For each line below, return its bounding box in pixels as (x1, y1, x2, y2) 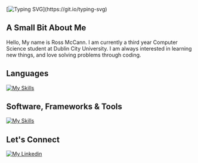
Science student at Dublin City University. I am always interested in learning (6, 45, 192, 52)
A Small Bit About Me (6, 23, 86, 33)
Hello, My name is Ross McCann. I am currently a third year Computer (6, 39, 178, 46)
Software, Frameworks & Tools (6, 102, 122, 112)
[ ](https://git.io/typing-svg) (6, 6, 107, 12)
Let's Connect (6, 134, 60, 145)
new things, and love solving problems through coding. (6, 51, 141, 58)
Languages (6, 68, 49, 79)
